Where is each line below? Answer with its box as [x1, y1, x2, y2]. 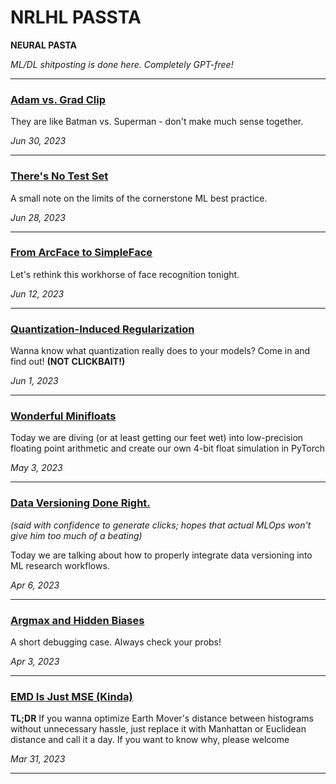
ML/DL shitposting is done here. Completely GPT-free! [10, 58, 234, 70]
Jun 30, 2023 [10, 135, 67, 147]
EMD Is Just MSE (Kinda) [10, 689, 133, 703]
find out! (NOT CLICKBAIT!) [10, 356, 126, 368]
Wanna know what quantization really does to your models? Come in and [10, 345, 311, 357]
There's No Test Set [10, 169, 109, 183]
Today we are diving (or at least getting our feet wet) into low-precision [10, 432, 304, 444]
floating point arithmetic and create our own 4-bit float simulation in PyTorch [10, 442, 325, 455]
